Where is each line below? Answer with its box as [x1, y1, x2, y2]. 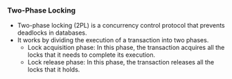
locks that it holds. [27, 65, 80, 74]
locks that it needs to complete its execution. [27, 51, 156, 59]
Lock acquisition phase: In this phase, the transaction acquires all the [27, 44, 225, 52]
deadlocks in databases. [17, 28, 87, 37]
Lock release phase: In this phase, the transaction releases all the [27, 58, 215, 67]
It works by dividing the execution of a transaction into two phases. [17, 36, 209, 44]
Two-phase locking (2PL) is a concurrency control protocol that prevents [17, 21, 225, 30]
